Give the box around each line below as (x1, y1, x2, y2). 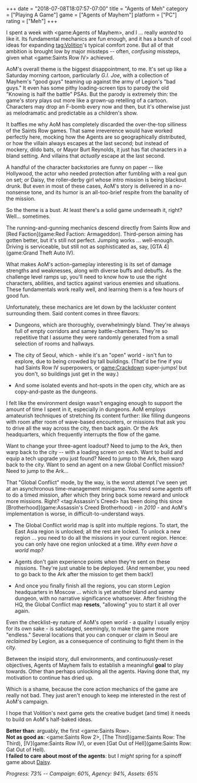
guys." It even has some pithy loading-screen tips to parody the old (6, 84, 169, 91)
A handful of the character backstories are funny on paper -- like (6, 164, 163, 171)
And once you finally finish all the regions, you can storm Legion (14, 582, 171, 589)
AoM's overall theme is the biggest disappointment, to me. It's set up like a (6, 66, 187, 73)
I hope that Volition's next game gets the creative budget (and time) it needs (6, 710, 191, 716)
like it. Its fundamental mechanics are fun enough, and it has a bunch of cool (6, 35, 192, 42)
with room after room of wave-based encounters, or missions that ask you (6, 419, 186, 425)
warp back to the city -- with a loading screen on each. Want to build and (6, 449, 183, 455)
